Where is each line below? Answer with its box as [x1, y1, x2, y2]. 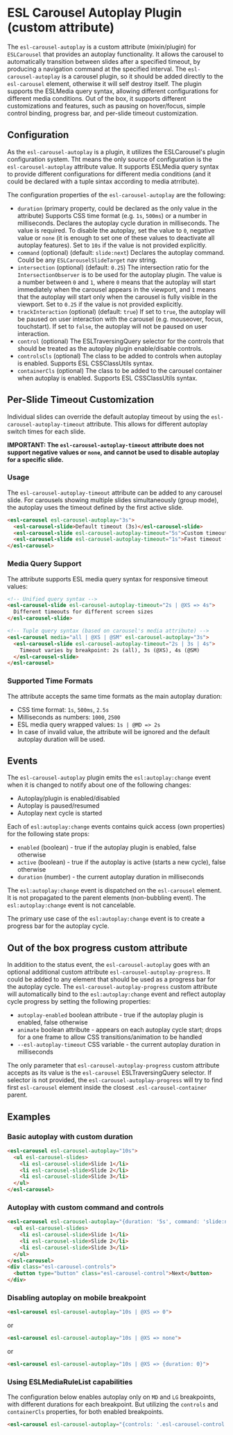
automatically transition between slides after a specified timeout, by [7, 57, 201, 65]
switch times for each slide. [7, 427, 86, 436]
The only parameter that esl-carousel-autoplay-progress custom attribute [7, 1061, 220, 1070]
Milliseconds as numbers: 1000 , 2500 [17, 713, 121, 721]
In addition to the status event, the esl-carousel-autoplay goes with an [7, 961, 210, 969]
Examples [7, 1111, 51, 1122]
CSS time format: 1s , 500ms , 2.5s [17, 705, 110, 713]
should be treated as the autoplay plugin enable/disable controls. [17, 344, 203, 352]
